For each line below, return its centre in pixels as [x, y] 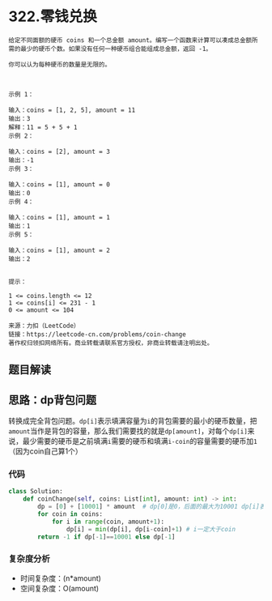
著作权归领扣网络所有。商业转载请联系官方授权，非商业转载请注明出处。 [111, 343]
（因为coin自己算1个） [45, 451]
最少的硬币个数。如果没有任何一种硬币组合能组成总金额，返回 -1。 [116, 49]
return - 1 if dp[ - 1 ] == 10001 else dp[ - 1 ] [106, 537]
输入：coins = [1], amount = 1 [59, 217]
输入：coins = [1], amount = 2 [59, 250]
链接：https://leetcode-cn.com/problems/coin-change [97, 334]
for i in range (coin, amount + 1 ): [108, 522]
